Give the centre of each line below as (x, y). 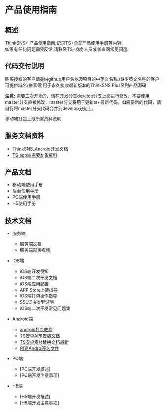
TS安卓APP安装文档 (40, 336)
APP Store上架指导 (39, 290)
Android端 (22, 319)
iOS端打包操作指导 (39, 296)
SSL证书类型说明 (37, 302)
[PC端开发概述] (35, 369)
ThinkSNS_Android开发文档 (40, 149)
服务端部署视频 (35, 250)
